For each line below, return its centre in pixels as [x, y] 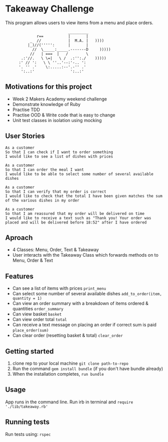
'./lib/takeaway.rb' [27, 407]
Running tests [28, 422]
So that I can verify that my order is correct [56, 191]
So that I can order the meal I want [45, 170]
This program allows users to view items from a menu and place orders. [79, 23]
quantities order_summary [38, 309]
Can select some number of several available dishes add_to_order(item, [87, 294]
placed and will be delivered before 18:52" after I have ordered [76, 222]
